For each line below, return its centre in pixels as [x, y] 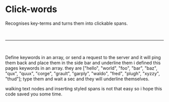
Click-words [31, 9]
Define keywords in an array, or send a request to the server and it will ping [83, 57]
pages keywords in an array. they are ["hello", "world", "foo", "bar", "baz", [81, 68]
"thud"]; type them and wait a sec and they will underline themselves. [77, 79]
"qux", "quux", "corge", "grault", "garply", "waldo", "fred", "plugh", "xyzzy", [82, 73]
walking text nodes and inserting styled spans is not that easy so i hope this [84, 88]
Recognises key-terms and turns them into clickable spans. [67, 23]
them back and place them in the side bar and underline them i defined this [83, 63]
